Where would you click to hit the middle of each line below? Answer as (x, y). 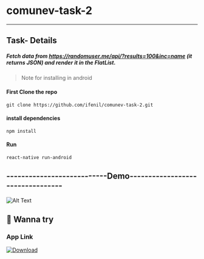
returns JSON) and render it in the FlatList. (61, 62)
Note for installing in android (56, 78)
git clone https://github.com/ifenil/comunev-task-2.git (80, 105)
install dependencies (33, 118)
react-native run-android (39, 157)
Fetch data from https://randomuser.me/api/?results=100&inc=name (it (99, 56)
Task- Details (32, 41)
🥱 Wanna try (30, 220)
